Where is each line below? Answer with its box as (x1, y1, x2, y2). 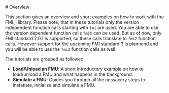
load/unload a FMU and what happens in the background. (12, 71, 133, 77)
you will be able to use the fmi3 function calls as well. (5, 46, 117, 52)
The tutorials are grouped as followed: (5, 56, 85, 62)
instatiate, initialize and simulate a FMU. (12, 82, 95, 88)
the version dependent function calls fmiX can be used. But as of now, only (5, 30, 162, 36)
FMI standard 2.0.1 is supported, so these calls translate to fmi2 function (5, 36, 156, 41)
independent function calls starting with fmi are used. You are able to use (5, 24, 159, 30)
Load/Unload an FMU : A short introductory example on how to (12, 66, 144, 72)
